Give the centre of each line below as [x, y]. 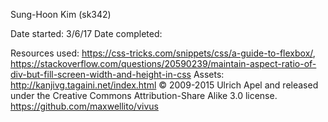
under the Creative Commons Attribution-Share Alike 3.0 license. [144, 95]
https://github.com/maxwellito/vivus [84, 106]
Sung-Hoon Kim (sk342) [61, 14]
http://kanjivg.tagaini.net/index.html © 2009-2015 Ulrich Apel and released [164, 85]
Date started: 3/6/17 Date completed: [86, 33]
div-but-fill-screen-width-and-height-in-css [101, 74]
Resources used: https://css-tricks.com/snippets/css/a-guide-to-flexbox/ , [163, 53]
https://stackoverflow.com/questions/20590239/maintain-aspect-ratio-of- [163, 63]
